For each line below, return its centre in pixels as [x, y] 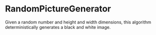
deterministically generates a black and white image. [58, 27]
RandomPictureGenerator [58, 9]
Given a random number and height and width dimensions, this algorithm [78, 22]
